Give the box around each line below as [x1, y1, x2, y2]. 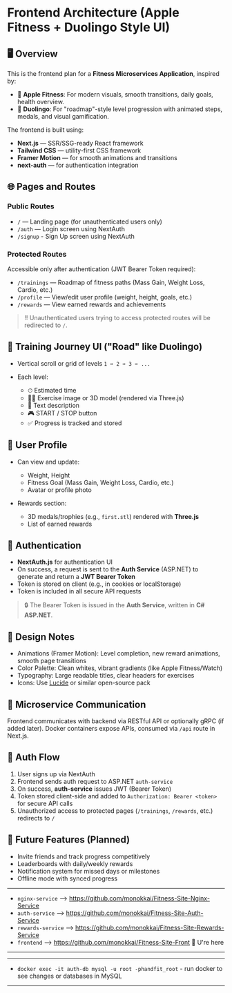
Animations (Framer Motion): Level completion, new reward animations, [17, 649, 221, 658]
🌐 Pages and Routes [7, 181, 96, 193]
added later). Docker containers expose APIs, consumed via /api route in [7, 725, 215, 733]
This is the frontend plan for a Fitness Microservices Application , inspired [7, 70, 220, 77]
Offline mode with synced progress [17, 874, 118, 883]
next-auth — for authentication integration [17, 161, 139, 169]
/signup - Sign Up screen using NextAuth [17, 232, 135, 240]
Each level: [17, 373, 48, 381]
